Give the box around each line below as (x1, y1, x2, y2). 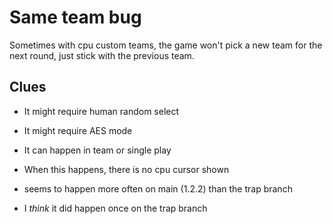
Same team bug (9, 6, 142, 29)
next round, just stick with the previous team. (9, 49, 195, 61)
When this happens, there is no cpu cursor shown (23, 163, 230, 175)
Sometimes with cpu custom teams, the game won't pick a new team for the (9, 39, 323, 51)
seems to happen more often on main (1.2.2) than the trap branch (23, 182, 293, 195)
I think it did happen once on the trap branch (23, 202, 208, 214)
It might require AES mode (23, 124, 133, 136)
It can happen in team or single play (23, 144, 172, 156)
